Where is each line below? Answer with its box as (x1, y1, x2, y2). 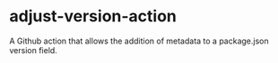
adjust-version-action (9, 6, 178, 27)
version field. (9, 44, 58, 55)
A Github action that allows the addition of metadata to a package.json (9, 35, 269, 46)
